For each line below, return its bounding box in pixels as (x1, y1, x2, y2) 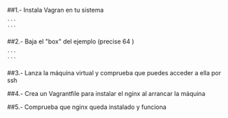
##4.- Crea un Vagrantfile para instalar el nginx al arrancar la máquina (7, 90, 205, 97)
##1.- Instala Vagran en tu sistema (7, 6, 104, 14)
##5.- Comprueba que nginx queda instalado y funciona (7, 103, 167, 111)
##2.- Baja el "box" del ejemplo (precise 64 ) (7, 37, 134, 46)
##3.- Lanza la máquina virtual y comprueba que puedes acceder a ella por (7, 69, 222, 77)
